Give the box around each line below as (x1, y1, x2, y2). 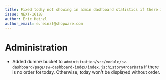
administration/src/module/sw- (63, 60, 128, 65)
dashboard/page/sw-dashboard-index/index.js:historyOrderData (12, 65, 143, 70)
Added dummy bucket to (12, 59, 63, 65)
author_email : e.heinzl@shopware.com (5, 21, 83, 26)
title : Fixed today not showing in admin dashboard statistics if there (5, 7, 158, 12)
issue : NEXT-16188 (5, 12, 43, 17)
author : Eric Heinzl (5, 16, 48, 21)
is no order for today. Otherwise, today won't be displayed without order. (12, 69, 161, 75)
